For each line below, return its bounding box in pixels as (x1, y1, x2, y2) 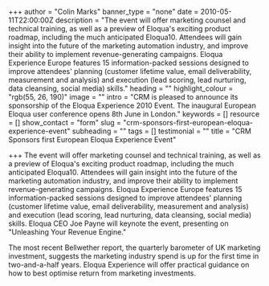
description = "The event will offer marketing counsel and (55, 15, 247, 25)
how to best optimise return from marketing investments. (8, 268, 197, 278)
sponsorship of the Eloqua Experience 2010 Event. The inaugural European (8, 100, 257, 110)
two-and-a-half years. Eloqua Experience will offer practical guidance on (8, 260, 250, 269)
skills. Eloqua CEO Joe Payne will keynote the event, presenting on (8, 219, 229, 228)
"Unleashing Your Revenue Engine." (8, 227, 127, 236)
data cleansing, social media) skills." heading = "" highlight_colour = (8, 84, 234, 93)
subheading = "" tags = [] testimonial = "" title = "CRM (71, 126, 251, 136)
